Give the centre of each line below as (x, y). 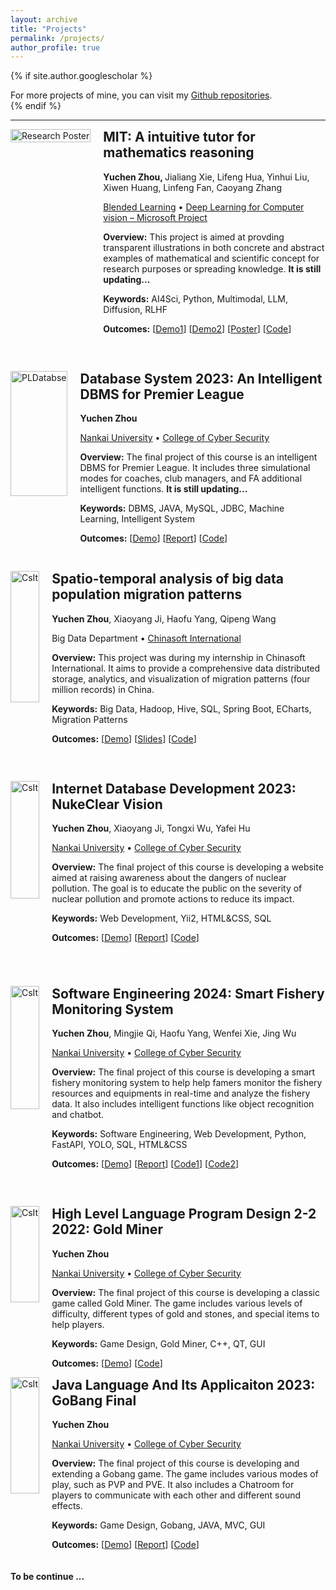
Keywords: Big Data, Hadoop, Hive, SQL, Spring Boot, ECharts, (181, 708)
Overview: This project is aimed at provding (194, 237)
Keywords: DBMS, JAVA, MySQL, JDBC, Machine (182, 508)
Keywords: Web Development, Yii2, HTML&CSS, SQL (161, 918)
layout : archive (44, 19)
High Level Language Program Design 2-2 (184, 1214)
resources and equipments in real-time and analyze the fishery (181, 1093)
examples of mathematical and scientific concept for (211, 258)
